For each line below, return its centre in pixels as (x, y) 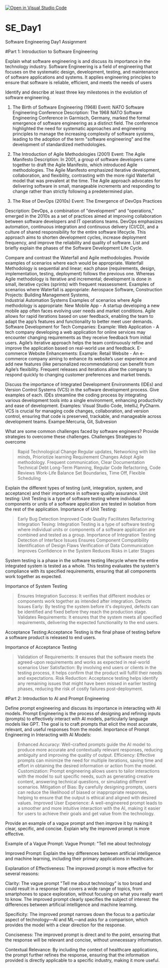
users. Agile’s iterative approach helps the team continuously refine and (79, 342)
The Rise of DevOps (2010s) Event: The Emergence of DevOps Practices (87, 201)
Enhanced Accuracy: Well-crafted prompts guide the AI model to (84, 744)
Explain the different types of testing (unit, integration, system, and (74, 488)
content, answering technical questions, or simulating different (82, 781)
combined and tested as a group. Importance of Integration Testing (86, 535)
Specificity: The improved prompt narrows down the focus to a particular (80, 914)
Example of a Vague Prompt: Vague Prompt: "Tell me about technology (78, 843)
